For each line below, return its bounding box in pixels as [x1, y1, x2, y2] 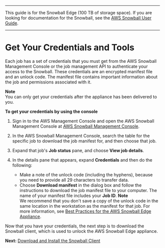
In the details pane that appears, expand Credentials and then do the [12, 157, 153, 163]
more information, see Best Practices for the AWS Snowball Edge [19, 208, 151, 214]
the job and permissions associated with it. [5, 79, 92, 85]
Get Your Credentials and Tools [5, 42, 135, 53]
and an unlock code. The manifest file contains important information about [5, 74, 158, 80]
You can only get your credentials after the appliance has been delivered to [5, 94, 157, 100]
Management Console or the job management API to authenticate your [5, 63, 148, 69]
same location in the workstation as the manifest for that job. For [19, 203, 150, 209]
